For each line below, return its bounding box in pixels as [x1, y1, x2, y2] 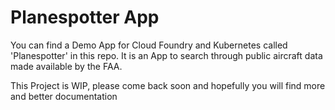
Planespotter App [10, 6, 160, 29]
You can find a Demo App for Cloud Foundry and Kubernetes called [10, 39, 288, 51]
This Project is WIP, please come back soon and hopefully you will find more [10, 79, 326, 91]
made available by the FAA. [10, 60, 123, 72]
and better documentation [10, 90, 118, 102]
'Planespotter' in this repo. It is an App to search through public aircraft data [10, 49, 323, 61]
